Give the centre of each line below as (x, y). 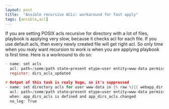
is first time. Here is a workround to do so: (49, 55)
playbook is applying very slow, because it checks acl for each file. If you (81, 39)
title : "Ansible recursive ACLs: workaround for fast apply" (72, 15)
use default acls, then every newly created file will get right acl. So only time (84, 44)
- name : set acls (23, 64)
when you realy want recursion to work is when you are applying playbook (82, 49)
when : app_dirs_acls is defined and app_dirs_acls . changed (73, 96)
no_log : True (23, 101)
